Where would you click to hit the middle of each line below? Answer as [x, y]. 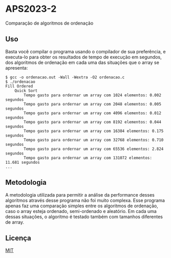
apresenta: [17, 68]
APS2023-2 [31, 9]
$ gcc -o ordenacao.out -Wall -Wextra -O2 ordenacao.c [65, 77]
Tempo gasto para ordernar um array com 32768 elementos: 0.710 [94, 140]
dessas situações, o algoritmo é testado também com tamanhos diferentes [84, 217]
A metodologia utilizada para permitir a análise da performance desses [80, 195]
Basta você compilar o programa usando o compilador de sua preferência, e [85, 51]
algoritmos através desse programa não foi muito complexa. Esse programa [85, 200]
